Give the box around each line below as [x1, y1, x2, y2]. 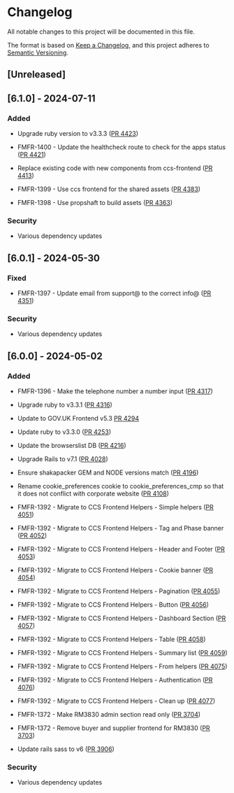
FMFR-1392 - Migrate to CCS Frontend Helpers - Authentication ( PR [17, 675, 213, 684]
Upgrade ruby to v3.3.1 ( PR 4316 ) [17, 400, 113, 409]
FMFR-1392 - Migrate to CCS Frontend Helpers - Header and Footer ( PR [17, 545, 225, 553]
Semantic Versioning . [7, 48, 68, 57]
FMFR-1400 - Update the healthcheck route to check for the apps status [17, 143, 226, 151]
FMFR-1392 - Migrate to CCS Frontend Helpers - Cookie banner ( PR [17, 566, 214, 574]
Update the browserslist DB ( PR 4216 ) [17, 441, 127, 449]
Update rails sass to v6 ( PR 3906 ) [17, 745, 115, 753]
